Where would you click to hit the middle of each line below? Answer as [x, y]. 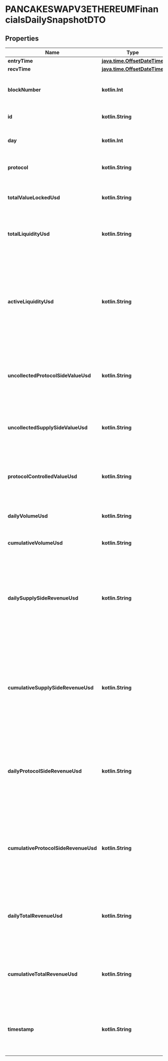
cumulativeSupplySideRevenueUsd [51, 688]
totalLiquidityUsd [29, 234]
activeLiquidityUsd [31, 302]
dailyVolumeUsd [28, 516]
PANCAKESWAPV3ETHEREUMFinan [82, 9]
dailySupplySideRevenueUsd [43, 598]
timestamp [21, 1029]
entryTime [20, 61]
